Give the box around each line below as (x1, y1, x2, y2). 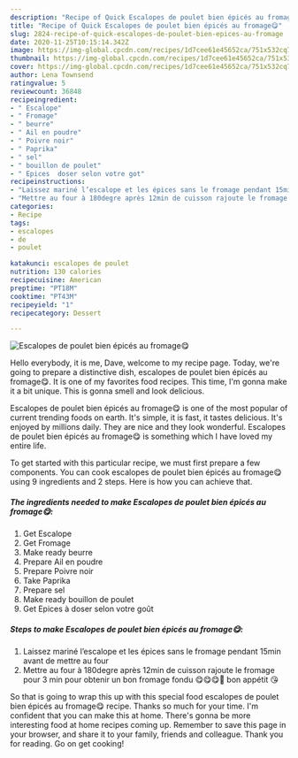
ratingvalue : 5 (10, 79, 66, 88)
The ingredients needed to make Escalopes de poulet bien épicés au (10, 496, 266, 507)
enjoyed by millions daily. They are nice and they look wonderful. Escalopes (10, 422, 287, 433)
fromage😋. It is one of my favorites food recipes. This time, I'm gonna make (10, 377, 288, 387)
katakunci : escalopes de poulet (10, 259, 129, 268)
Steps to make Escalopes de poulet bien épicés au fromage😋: (10, 624, 244, 634)
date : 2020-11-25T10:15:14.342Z (10, 37, 129, 47)
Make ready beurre (22, 547, 94, 558)
